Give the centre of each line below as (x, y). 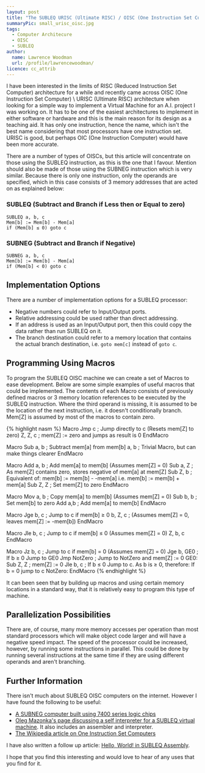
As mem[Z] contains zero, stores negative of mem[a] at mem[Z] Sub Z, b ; (99, 472)
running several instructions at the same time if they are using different (95, 655)
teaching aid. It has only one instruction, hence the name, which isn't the (98, 125)
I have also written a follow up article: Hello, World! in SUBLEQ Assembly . (98, 746)
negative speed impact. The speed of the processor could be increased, (97, 642)
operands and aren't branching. (46, 662)
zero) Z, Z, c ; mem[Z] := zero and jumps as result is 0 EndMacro (88, 435)
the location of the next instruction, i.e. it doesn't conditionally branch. (95, 410)
